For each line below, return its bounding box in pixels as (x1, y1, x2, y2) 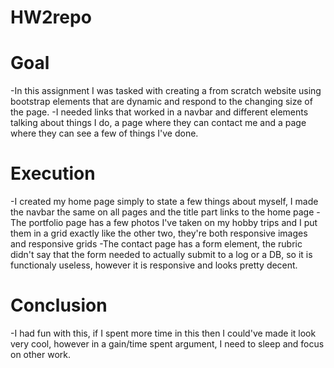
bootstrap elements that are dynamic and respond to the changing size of (10, 96, 313, 108)
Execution (10, 162, 96, 185)
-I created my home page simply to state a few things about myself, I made (10, 196, 319, 208)
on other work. (10, 349, 72, 360)
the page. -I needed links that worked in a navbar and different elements (10, 106, 309, 118)
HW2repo (10, 6, 92, 29)
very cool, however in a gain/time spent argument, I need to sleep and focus (10, 338, 325, 350)
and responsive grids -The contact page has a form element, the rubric (10, 238, 303, 250)
